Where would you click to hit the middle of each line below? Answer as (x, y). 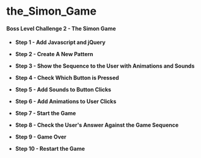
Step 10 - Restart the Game (50, 149)
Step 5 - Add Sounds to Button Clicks (63, 90)
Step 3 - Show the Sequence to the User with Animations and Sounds (105, 66)
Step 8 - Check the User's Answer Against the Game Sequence (97, 125)
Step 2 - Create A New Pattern (54, 54)
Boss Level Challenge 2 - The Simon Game (61, 28)
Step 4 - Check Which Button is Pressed (67, 78)
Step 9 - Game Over (41, 137)
